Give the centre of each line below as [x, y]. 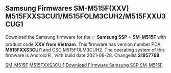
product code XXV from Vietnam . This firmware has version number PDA [83, 44]
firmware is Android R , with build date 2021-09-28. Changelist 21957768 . [83, 55]
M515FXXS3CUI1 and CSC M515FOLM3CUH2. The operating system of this [85, 50]
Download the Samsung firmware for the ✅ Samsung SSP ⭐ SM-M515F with [86, 37]
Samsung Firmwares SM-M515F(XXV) [67, 8]
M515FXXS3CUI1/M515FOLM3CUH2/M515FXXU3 [86, 17]
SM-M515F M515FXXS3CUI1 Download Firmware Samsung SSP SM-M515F [84, 65]
